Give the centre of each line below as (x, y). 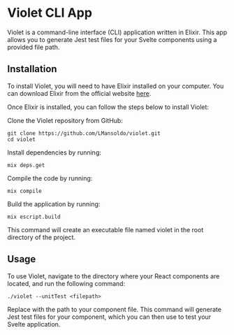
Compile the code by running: (50, 178)
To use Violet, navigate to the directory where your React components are (114, 276)
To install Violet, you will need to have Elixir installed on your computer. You (116, 86)
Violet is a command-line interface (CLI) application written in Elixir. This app (117, 32)
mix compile (24, 191)
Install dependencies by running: (54, 152)
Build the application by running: (54, 204)
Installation (32, 69)
